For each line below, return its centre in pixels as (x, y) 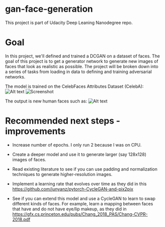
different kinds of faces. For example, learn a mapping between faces (82, 203)
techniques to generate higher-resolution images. (62, 174)
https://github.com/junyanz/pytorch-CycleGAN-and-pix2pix (73, 189)
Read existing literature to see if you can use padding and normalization (85, 169)
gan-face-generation (49, 9)
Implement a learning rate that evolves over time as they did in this (79, 184)
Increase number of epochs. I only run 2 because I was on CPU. (77, 145)
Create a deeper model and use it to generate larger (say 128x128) (79, 154)
